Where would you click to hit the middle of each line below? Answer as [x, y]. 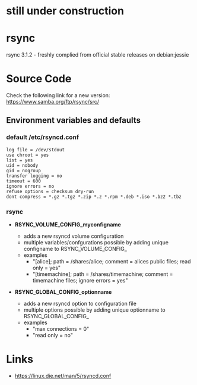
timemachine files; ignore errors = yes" [80, 281]
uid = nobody [22, 165]
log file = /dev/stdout [36, 150]
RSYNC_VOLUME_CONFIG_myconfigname [68, 225]
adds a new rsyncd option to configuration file [80, 304]
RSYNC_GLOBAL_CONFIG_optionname [63, 292]
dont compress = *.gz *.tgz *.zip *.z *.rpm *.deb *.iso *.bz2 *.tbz [94, 197]
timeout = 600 [24, 181]
